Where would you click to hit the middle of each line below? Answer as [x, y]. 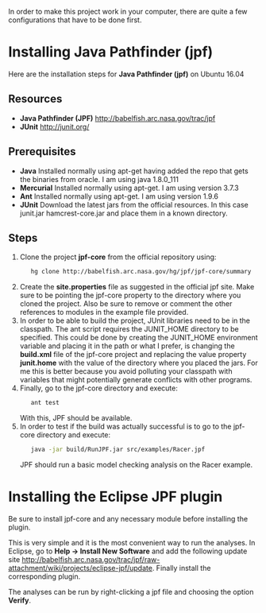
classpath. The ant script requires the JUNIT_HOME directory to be [129, 329]
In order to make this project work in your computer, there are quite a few [128, 12]
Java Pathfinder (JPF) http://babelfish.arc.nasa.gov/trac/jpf [118, 118]
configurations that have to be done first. [75, 20]
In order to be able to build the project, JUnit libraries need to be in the [135, 320]
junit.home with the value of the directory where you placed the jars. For [139, 363]
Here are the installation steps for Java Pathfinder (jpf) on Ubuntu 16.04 [126, 74]
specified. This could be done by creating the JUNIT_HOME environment [139, 338]
